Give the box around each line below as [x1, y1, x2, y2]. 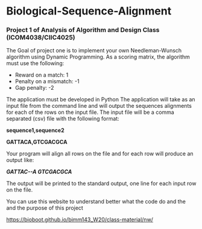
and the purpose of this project [6, 204, 83, 212]
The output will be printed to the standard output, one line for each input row [6, 180, 197, 187]
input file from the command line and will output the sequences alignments [6, 102, 192, 110]
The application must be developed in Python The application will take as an [6, 96, 195, 103]
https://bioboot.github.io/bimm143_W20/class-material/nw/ [6, 216, 154, 224]
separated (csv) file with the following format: [6, 115, 119, 122]
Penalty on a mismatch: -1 [14, 78, 80, 85]
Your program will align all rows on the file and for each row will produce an [6, 150, 194, 157]
